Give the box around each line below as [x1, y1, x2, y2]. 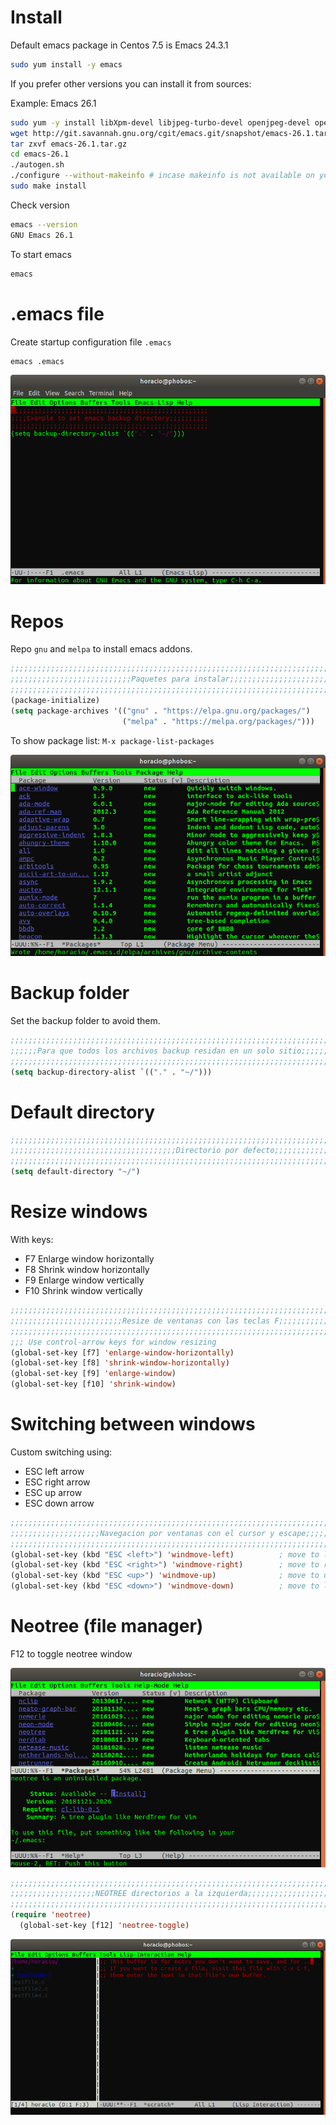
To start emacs [10, 248, 72, 260]
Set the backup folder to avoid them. [10, 1015, 161, 1027]
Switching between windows [10, 1413, 256, 1436]
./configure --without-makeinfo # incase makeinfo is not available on [10, 171, 315, 181]
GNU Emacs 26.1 [10, 230, 74, 240]
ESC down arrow [24, 1497, 95, 1509]
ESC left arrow [24, 1465, 85, 1477]
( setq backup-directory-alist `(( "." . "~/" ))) [10, 1067, 213, 1077]
